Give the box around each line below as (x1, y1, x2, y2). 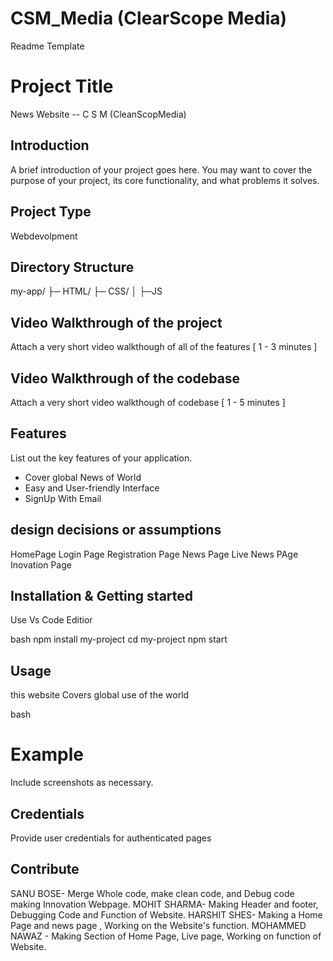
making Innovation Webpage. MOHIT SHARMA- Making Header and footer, (10, 898, 319, 910)
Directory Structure (10, 258, 135, 276)
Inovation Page (10, 558, 72, 571)
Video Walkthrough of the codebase (10, 370, 241, 387)
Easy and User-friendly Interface (24, 482, 160, 494)
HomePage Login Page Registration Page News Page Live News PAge (10, 548, 299, 560)
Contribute (10, 861, 80, 878)
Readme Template (10, 40, 85, 52)
